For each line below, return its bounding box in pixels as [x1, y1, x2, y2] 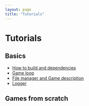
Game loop [12, 70, 35, 76]
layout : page [5, 7, 32, 12]
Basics [5, 52, 26, 60]
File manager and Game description [12, 75, 84, 81]
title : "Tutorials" [5, 12, 45, 17]
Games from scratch [5, 94, 69, 103]
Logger [12, 80, 27, 86]
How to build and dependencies [12, 65, 76, 71]
